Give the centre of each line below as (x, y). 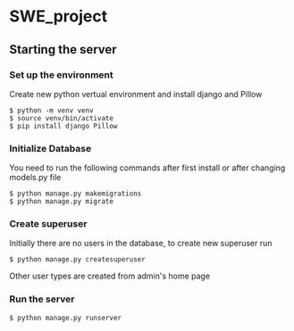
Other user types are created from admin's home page (110, 276)
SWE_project (59, 17)
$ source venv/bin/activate (62, 118)
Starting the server (63, 50)
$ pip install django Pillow (63, 126)
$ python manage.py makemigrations (76, 194)
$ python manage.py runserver (66, 318)
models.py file (35, 178)
